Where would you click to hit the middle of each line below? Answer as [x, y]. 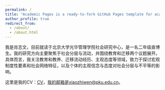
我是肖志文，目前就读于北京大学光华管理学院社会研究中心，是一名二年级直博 [82, 47]
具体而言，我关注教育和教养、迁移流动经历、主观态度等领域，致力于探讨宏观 [82, 59]
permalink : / [18, 10]
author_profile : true [27, 19]
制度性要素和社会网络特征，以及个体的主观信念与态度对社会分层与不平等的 [80, 65]
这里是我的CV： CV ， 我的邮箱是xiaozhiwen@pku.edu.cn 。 [64, 82]
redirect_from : [21, 23]
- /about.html [24, 32]
